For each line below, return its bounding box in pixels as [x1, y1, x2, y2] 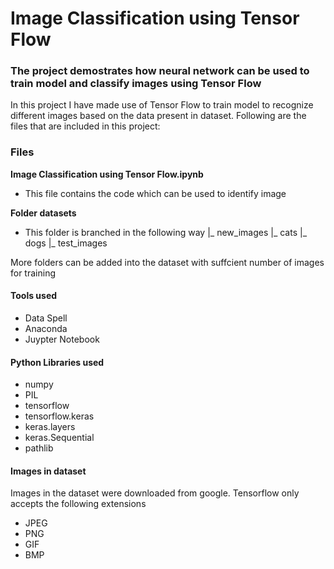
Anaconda [24, 322, 68, 334]
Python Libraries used [10, 356, 105, 368]
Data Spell [24, 312, 68, 324]
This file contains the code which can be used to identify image [24, 187, 287, 199]
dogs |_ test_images [24, 237, 108, 249]
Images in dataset [10, 465, 87, 477]
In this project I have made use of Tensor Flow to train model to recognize [10, 99, 314, 111]
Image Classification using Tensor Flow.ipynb [10, 168, 204, 180]
